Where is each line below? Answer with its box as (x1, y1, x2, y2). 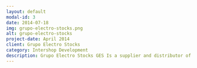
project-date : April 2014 (6, 36, 70, 42)
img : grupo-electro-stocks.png (6, 25, 83, 31)
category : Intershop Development (6, 47, 88, 53)
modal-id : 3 (6, 14, 35, 20)
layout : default (6, 8, 46, 15)
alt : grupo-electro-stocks (6, 31, 73, 37)
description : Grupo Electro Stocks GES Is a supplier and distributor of (6, 53, 192, 59)
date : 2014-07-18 (6, 20, 49, 25)
